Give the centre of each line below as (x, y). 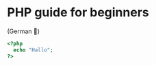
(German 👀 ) (23, 31)
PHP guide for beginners (78, 13)
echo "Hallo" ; (33, 50)
